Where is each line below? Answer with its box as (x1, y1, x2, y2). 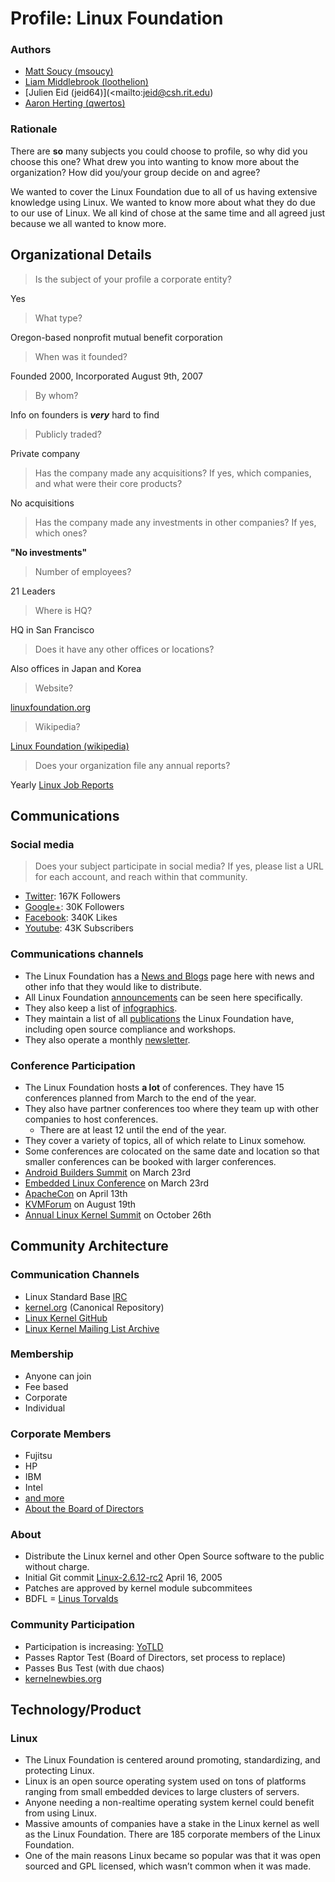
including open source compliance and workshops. (24, 1023, 237, 1035)
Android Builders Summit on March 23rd (24, 1166, 192, 1178)
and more (24, 1492, 65, 1504)
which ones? (34, 527, 88, 539)
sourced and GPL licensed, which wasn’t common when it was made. (24, 1860, 312, 1872)
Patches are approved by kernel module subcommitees (24, 1582, 253, 1594)
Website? (34, 682, 74, 694)
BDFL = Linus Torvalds (24, 1593, 119, 1605)
